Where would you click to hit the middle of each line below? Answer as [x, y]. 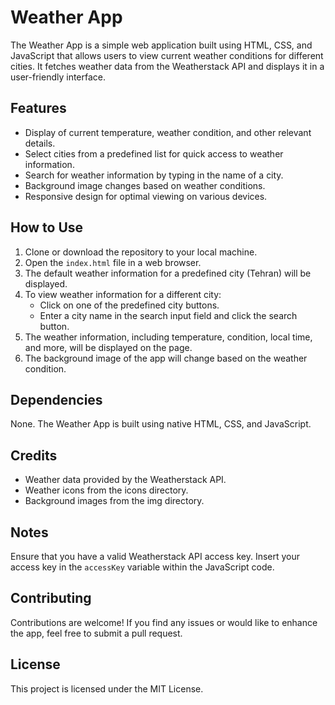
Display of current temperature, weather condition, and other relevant [168, 132]
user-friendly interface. [58, 77]
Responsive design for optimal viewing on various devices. [146, 196]
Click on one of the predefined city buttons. [129, 305]
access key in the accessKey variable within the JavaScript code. [142, 567]
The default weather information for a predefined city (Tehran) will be [168, 273]
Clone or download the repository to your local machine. [141, 252]
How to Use [47, 227]
